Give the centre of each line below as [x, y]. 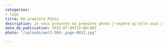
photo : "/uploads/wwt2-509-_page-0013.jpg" [51, 33]
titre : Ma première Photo [32, 19]
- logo [12, 14]
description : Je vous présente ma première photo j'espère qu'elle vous [82, 23]
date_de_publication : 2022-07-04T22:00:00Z [51, 28]
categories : [17, 10]
